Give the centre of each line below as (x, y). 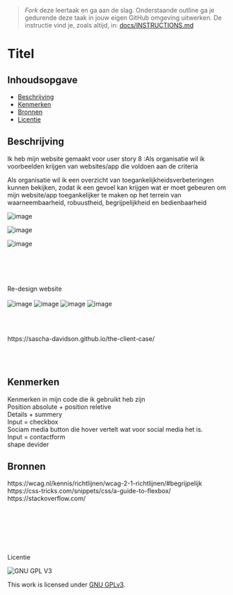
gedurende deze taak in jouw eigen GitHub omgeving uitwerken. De (123, 18)
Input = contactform (36, 437)
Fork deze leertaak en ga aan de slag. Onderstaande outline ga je (119, 10)
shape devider (28, 444)
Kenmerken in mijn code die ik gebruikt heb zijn (77, 399)
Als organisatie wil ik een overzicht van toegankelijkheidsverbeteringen (110, 180)
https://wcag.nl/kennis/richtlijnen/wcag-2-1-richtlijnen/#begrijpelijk (105, 483)
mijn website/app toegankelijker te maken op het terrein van (94, 195)
